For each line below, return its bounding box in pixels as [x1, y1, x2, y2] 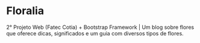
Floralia [6, 4, 44, 18]
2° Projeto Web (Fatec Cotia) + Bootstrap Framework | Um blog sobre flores [6, 24, 195, 31]
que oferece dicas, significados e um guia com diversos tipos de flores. [6, 29, 184, 37]
